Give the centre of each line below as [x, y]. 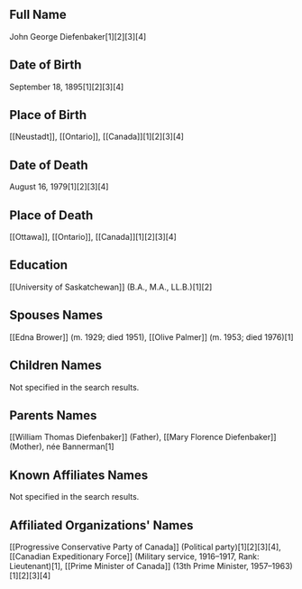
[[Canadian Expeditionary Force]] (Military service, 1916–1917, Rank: [134, 556]
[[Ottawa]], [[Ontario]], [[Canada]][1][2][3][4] [93, 237]
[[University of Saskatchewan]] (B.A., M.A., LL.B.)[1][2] [111, 287]
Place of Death [51, 215]
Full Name [38, 15]
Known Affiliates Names [79, 475]
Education [39, 265]
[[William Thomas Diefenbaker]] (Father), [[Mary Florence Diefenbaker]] [143, 437]
